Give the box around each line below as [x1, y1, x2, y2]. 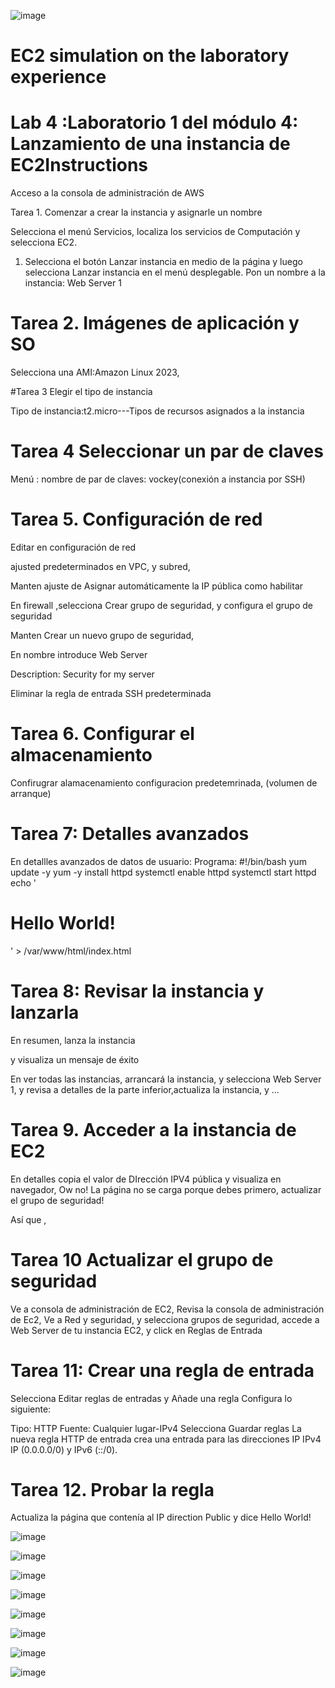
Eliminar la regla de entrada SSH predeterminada [10, 687, 212, 699]
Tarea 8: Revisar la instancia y [10, 980, 265, 1002]
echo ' [10, 876, 37, 889]
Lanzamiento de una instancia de [10, 133, 291, 155]
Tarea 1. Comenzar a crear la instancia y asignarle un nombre [10, 206, 263, 219]
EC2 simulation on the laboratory [10, 45, 290, 67]
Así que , [10, 1213, 47, 1225]
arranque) [10, 787, 52, 799]
